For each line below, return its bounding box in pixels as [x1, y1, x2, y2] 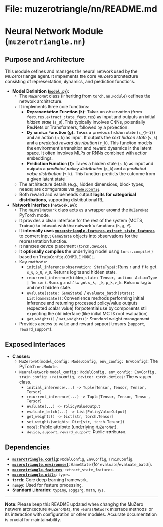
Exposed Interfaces [5, 340, 65, 349]
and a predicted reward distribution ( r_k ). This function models [26, 140, 153, 146]
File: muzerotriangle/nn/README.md [5, 3, 158, 15]
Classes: [12, 353, 31, 359]
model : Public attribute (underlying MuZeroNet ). [26, 424, 118, 430]
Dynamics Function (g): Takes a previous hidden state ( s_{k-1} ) [26, 130, 155, 135]
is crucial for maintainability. [5, 516, 61, 522]
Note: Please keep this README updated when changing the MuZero [5, 501, 144, 507]
